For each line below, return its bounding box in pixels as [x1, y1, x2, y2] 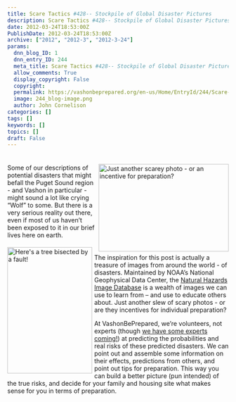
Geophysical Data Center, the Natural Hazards [94, 276, 228, 284]
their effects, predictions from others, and [94, 357, 216, 365]
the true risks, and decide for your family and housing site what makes [7, 379, 211, 388]
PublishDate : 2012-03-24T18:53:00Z [7, 30, 112, 37]
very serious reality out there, [7, 208, 93, 217]
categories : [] [7, 108, 52, 115]
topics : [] [7, 128, 39, 135]
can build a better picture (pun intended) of [94, 372, 219, 380]
